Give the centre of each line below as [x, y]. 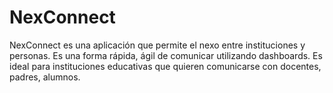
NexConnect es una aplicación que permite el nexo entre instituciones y [157, 45]
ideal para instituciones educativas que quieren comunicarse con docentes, [165, 66]
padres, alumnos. [45, 77]
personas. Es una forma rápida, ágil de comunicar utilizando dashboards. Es [166, 55]
